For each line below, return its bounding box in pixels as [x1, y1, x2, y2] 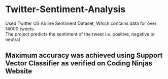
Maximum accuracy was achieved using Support [5, 51, 163, 60]
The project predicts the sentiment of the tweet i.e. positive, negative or [5, 31, 155, 37]
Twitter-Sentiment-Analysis [5, 4, 126, 15]
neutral [5, 36, 20, 43]
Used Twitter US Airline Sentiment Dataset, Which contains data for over [5, 20, 157, 26]
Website [5, 67, 32, 75]
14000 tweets [5, 25, 34, 31]
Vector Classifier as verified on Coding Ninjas [5, 59, 152, 68]
